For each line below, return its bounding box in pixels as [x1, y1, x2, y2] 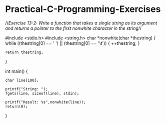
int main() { [5, 68, 28, 74]
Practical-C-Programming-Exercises [5, 3, 161, 15]
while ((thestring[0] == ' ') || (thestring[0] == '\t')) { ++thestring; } [5, 40, 140, 46]
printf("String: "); [5, 86, 48, 92]
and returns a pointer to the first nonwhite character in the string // [5, 25, 141, 31]
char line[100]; [5, 78, 39, 83]
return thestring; [5, 50, 43, 55]
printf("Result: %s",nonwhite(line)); [5, 100, 86, 105]
